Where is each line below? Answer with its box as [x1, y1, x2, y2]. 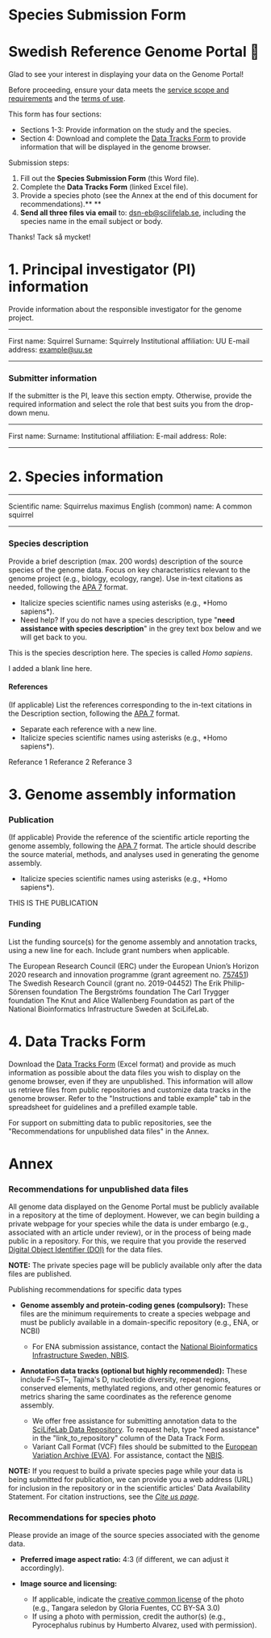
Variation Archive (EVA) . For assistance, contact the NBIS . [31, 1450, 224, 1460]
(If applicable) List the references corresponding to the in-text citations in [8, 699, 252, 709]
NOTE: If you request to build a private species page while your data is [8, 1466, 244, 1475]
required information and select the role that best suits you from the [8, 399, 234, 409]
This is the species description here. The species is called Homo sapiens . [8, 648, 253, 657]
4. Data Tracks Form [8, 1032, 147, 1050]
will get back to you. [19, 632, 87, 642]
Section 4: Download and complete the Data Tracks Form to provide [19, 133, 246, 143]
